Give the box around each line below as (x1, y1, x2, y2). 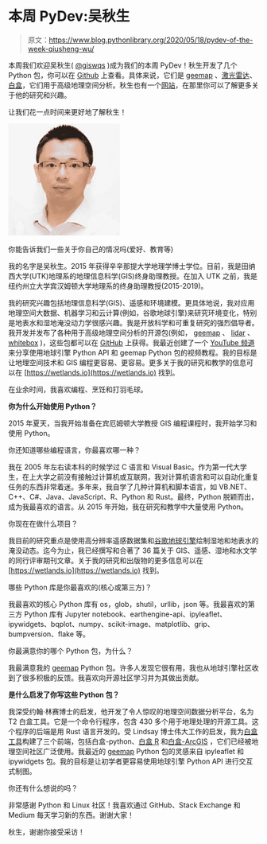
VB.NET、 (218, 482, 252, 492)
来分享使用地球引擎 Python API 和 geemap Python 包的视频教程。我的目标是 (8, 348, 257, 357)
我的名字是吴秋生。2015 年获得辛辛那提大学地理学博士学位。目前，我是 (8, 261, 242, 270)
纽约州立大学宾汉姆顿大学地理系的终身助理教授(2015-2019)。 (8, 281, 208, 290)
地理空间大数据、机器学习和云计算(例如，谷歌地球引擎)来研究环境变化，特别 (8, 308, 257, 317)
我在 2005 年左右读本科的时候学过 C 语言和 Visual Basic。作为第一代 (8, 462, 234, 472)
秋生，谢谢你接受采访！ (8, 826, 85, 836)
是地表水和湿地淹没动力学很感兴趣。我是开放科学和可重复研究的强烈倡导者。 (8, 317, 259, 327)
